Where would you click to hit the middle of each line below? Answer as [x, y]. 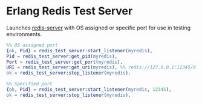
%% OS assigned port [32, 45]
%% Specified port [29, 84]
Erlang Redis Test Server [70, 11]
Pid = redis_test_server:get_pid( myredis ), [62, 56]
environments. [24, 34]
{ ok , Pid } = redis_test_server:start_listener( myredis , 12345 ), [89, 90]
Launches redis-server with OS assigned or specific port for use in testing [99, 28]
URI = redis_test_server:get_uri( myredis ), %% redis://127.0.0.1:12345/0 [101, 67]
